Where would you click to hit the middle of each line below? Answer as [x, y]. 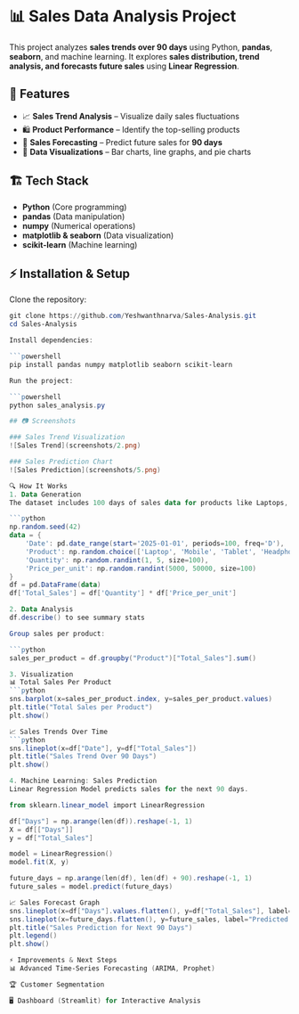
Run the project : [41, 380]
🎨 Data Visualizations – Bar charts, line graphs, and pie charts [137, 151]
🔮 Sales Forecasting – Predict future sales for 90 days [122, 142]
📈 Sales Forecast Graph [55, 903]
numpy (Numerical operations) [79, 225]
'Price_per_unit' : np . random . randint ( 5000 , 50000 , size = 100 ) [141, 568]
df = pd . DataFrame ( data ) [55, 585]
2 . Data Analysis [41, 609]
